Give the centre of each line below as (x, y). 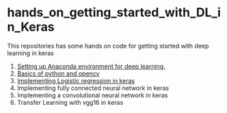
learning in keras (31, 53)
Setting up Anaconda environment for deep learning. (91, 66)
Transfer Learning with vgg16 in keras (70, 102)
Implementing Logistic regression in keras (76, 80)
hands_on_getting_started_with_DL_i (114, 13)
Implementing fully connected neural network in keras (93, 88)
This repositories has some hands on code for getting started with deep (108, 46)
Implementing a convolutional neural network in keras (92, 95)
